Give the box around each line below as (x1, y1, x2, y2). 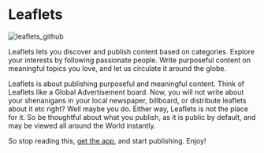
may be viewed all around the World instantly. (8, 121, 156, 130)
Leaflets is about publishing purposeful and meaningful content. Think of (8, 79, 245, 88)
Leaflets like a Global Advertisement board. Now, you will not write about (8, 87, 244, 96)
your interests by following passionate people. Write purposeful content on (8, 55, 251, 65)
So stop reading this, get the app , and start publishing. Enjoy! (8, 136, 206, 145)
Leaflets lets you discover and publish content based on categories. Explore (8, 47, 255, 56)
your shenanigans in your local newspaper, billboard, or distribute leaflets (8, 95, 247, 105)
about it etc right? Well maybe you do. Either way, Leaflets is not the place (8, 104, 248, 114)
